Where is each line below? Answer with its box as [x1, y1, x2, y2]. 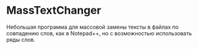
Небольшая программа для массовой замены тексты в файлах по [6, 23, 179, 30]
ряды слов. [6, 36, 35, 43]
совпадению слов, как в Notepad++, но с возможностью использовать [6, 29, 192, 36]
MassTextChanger [6, 4, 102, 17]
